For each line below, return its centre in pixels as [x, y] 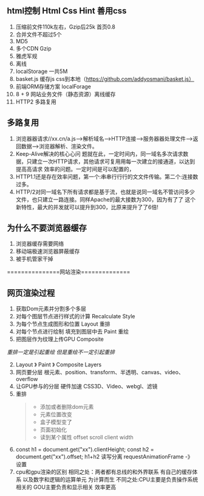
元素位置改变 [56, 414]
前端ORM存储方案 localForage [53, 86]
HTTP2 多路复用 [36, 102]
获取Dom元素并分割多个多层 [51, 309]
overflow [27, 379]
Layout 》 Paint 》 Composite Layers [59, 365]
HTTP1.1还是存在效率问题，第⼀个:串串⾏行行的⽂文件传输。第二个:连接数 [107, 176]
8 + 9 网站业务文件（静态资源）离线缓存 [66, 94]
